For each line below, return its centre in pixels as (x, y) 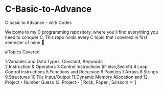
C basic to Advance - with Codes (38, 22)
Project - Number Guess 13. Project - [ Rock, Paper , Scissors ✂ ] (70, 82)
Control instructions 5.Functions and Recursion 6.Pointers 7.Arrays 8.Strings (81, 71)
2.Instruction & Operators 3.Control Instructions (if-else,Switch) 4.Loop (76, 67)
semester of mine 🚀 (25, 42)
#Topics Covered (23, 52)
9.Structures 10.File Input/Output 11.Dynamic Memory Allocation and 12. (77, 77)
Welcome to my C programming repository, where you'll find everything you (81, 32)
